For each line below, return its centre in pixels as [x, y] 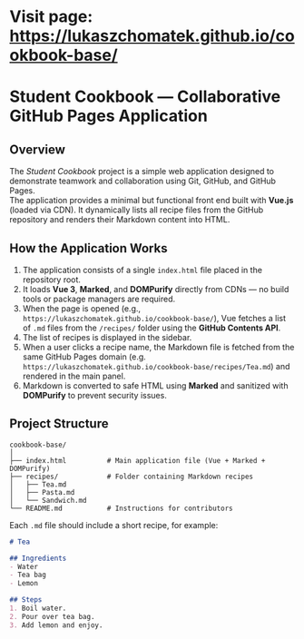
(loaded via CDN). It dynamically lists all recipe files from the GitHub [137, 210]
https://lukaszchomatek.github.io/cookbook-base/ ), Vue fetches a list [154, 318]
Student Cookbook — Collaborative [145, 97]
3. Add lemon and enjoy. [56, 625]
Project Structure [59, 424]
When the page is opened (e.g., [82, 309]
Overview [38, 149]
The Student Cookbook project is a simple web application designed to [142, 172]
